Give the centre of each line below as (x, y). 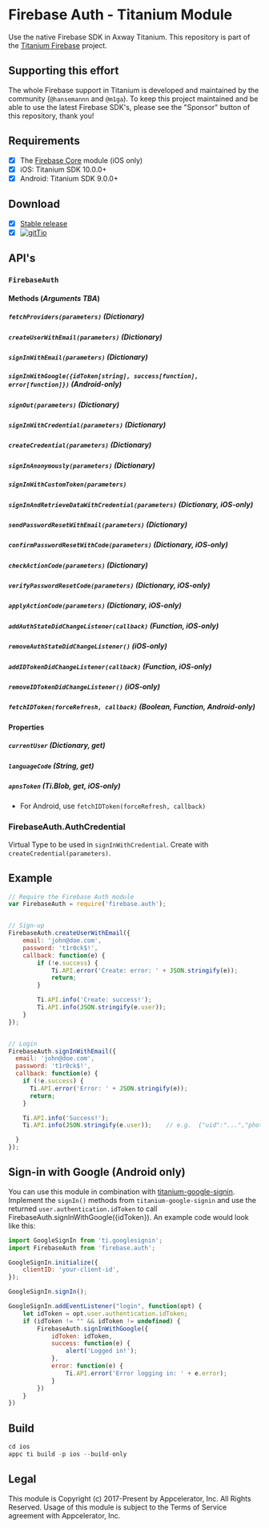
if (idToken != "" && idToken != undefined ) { (102, 1321)
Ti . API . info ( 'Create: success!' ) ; (94, 1000)
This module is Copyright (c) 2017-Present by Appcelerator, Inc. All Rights (130, 1498)
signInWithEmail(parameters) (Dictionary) (78, 357)
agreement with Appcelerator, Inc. (64, 1515)
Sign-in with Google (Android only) (97, 1172)
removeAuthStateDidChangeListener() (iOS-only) (88, 646)
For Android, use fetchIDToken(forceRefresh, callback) (113, 806)
